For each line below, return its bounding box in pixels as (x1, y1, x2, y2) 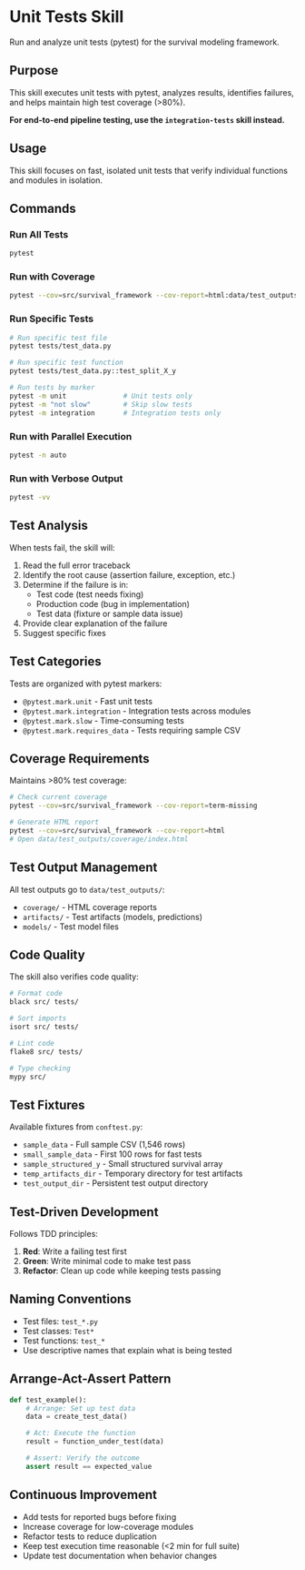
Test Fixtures (9, 1097, 85, 1112)
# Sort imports (9, 1014, 67, 1023)
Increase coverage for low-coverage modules (22, 1521, 194, 1532)
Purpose (9, 63, 59, 78)
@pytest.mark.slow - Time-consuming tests (22, 714, 184, 725)
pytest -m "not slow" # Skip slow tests (9, 400, 193, 409)
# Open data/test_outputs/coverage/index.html (9, 835, 189, 844)
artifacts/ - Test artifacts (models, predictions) (22, 911, 202, 922)
